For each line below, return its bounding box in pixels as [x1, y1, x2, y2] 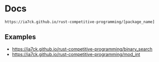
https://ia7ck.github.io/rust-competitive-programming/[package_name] [4, 19, 155, 24]
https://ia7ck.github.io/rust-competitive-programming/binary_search [11, 46, 153, 52]
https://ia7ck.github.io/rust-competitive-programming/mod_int [11, 51, 140, 57]
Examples [4, 33, 36, 41]
